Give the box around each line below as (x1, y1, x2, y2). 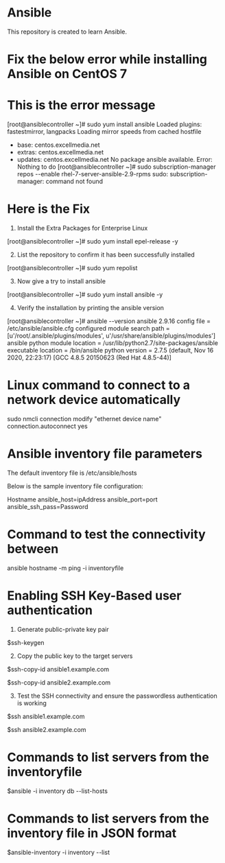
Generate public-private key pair (16, 625, 110, 633)
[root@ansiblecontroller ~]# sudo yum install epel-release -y (7, 237, 178, 245)
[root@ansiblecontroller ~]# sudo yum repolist (7, 264, 138, 272)
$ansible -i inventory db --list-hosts (7, 787, 108, 795)
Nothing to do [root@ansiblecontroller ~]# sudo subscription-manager (16, 163, 216, 171)
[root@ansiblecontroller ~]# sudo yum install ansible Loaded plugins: (7, 120, 202, 128)
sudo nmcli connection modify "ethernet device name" (7, 414, 162, 423)
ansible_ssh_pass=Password (7, 502, 88, 510)
